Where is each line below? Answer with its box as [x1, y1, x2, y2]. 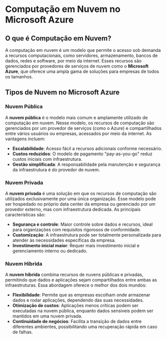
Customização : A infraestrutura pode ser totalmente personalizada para [12, 232, 161, 238]
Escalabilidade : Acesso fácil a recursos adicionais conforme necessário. [12, 145, 163, 151]
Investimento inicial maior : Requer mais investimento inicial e [12, 242, 140, 248]
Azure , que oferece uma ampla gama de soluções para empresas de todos [5, 68, 160, 74]
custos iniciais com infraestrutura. [12, 156, 82, 162]
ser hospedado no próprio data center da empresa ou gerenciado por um [5, 201, 156, 207]
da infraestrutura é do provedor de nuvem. [12, 166, 100, 173]
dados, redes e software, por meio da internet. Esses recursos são [5, 58, 142, 63]
